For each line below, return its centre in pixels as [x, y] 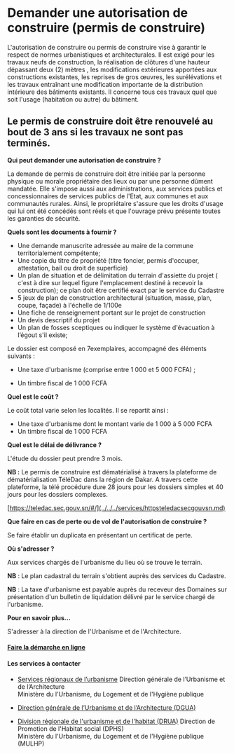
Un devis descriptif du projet [58, 320]
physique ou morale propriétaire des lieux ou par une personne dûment [110, 181]
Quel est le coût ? [33, 397]
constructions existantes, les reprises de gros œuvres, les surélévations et [115, 77]
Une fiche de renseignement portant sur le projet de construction [111, 313]
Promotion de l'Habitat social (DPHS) [70, 728]
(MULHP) [31, 743]
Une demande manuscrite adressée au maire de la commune [105, 245]
